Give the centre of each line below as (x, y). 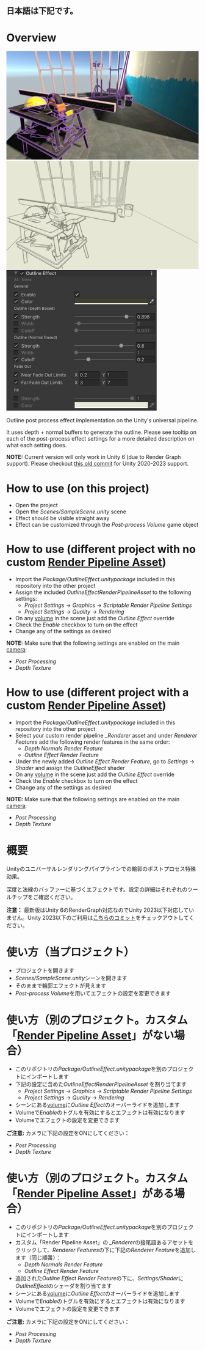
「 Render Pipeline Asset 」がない (90, 1036)
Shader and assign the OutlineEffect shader (70, 768)
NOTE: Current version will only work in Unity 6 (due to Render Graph (94, 457)
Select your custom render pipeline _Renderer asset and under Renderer (106, 736)
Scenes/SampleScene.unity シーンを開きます (71, 978)
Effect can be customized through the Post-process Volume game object (107, 525)
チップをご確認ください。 (44, 897)
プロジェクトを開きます (45, 970)
